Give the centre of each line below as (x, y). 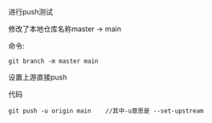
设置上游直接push (38, 77)
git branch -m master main (53, 61)
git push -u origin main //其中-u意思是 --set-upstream (106, 111)
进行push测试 (31, 12)
